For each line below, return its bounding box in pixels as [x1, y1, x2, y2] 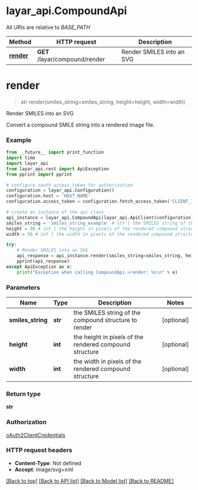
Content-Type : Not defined [14, 459, 81, 466]
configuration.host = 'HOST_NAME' [6, 193, 91, 199]
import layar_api [6, 160, 49, 166]
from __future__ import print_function [6, 150, 104, 155]
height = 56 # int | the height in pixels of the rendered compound [6, 226, 178, 232]
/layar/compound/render [37, 55, 105, 63]
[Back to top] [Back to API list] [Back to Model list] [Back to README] [6, 477, 174, 484]
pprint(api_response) [16, 258, 70, 264]
